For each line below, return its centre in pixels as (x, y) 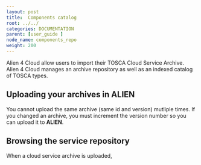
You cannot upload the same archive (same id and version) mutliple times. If (101, 109)
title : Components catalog (42, 18)
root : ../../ (23, 23)
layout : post (23, 12)
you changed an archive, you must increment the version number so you (97, 115)
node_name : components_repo (42, 40)
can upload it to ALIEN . (35, 122)
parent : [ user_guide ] (35, 34)
